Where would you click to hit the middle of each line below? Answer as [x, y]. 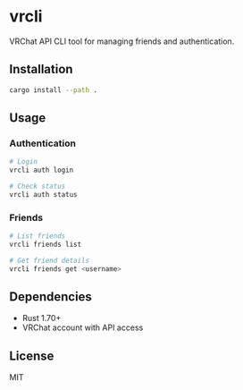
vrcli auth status [43, 194]
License [32, 356]
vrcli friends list [46, 244]
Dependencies [50, 297]
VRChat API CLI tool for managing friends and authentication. [122, 41]
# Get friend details [50, 260]
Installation [41, 69]
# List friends [38, 236]
